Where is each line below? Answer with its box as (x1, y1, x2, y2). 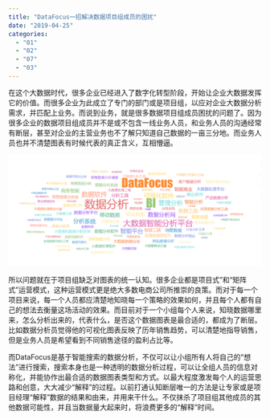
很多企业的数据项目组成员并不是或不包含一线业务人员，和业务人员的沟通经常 (8, 117, 262, 128)
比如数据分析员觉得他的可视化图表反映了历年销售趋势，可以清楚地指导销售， (8, 325, 262, 335)
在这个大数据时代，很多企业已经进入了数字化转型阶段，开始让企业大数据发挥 (8, 87, 262, 97)
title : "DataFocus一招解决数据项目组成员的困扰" (8, 13, 157, 21)
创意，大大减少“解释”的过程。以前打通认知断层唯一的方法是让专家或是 (22, 382, 255, 392)
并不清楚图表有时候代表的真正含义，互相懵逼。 (22, 137, 178, 148)
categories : (8, 30, 48, 38)
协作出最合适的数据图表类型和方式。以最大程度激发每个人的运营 (43, 372, 255, 381)
